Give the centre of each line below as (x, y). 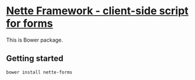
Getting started (35, 58)
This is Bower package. (35, 40)
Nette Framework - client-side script (97, 11)
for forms (30, 23)
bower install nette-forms (39, 72)
